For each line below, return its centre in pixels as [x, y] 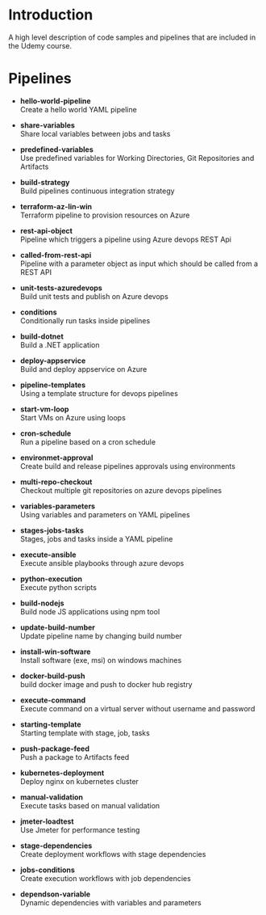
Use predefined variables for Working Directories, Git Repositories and [137, 158]
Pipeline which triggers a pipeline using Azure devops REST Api [126, 239]
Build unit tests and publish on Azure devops [94, 296]
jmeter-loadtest [47, 821]
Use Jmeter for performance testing [80, 829]
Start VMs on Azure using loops [73, 417]
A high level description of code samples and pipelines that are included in [132, 37]
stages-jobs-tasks [52, 530]
